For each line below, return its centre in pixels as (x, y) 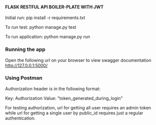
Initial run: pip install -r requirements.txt (45, 18)
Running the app (25, 50)
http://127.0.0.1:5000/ (26, 65)
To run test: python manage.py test (41, 27)
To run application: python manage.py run (48, 37)
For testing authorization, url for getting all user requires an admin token (78, 107)
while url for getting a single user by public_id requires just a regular (74, 113)
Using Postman (24, 78)
